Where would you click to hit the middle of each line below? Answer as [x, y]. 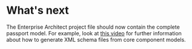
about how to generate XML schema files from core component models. [96, 39]
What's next [38, 10]
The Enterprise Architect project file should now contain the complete [93, 27]
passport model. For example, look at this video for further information [94, 33]
